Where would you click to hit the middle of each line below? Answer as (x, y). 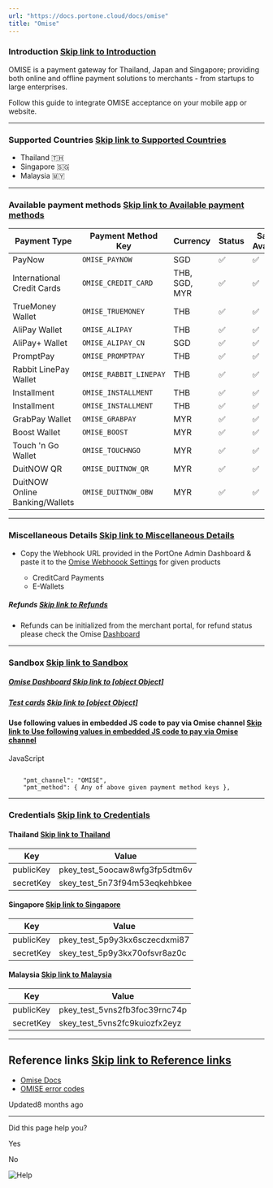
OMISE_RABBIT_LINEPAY (124, 375)
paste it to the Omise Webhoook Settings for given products (120, 562)
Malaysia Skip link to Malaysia (60, 974)
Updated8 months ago (46, 1104)
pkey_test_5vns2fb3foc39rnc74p (123, 1010)
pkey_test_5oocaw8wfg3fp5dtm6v (126, 870)
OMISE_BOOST (105, 432)
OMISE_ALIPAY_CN (113, 343)
